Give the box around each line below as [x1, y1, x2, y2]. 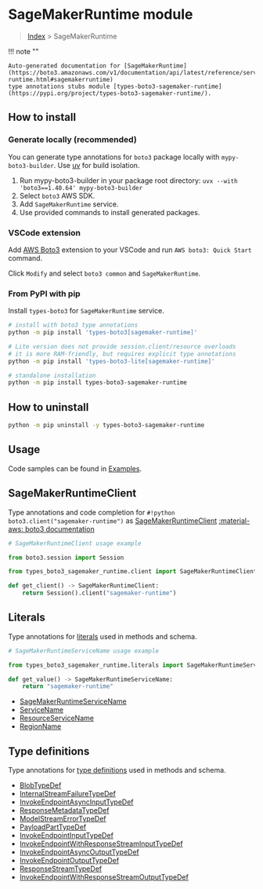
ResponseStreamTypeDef [19, 864, 103, 873]
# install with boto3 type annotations [8, 321, 139, 329]
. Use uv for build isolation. [53, 160, 140, 170]
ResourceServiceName [19, 713, 94, 723]
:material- [218, 516, 250, 525]
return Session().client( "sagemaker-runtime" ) [22, 589, 177, 598]
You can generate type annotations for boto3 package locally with [8, 152, 220, 162]
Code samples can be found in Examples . [8, 463, 142, 473]
